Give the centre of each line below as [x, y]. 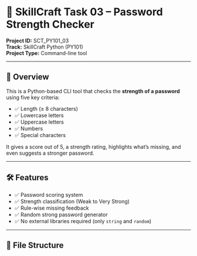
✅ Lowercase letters [39, 115]
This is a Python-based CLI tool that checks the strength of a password [93, 91]
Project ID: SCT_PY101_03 [38, 40]
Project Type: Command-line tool [47, 53]
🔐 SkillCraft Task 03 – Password [84, 12]
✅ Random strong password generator [61, 214]
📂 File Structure [35, 245]
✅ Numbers [29, 128]
